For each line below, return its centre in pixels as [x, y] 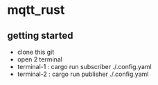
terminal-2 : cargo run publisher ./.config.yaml [83, 74]
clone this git [36, 52]
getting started [40, 36]
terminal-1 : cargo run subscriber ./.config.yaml [84, 67]
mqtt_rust [36, 10]
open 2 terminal [39, 59]
